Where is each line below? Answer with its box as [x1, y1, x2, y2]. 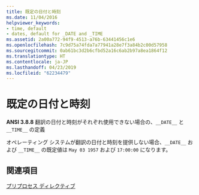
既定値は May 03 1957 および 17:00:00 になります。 [46, 146, 171, 153]
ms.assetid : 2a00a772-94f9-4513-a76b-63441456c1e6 [6, 36, 135, 42]
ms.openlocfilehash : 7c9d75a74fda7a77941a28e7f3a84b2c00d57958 [6, 42, 168, 48]
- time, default [6, 25, 47, 32]
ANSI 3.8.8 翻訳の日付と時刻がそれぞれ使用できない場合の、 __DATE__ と [6, 118, 184, 126]
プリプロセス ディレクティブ [6, 182, 76, 189]
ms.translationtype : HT [6, 53, 66, 59]
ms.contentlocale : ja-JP [6, 59, 68, 65]
